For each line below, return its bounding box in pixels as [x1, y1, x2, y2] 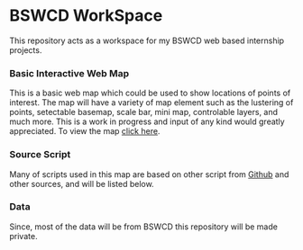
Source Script [9, 148, 71, 161]
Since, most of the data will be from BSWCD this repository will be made [9, 221, 278, 232]
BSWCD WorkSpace [9, 5, 163, 26]
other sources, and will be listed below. [9, 178, 155, 189]
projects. [9, 44, 42, 55]
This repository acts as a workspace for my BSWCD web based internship [9, 35, 285, 46]
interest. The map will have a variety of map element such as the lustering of [9, 97, 294, 108]
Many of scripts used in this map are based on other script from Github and [9, 168, 289, 180]
